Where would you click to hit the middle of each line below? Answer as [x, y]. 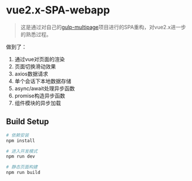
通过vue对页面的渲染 [40, 59]
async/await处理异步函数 [44, 88]
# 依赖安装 [18, 135]
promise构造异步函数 [40, 95]
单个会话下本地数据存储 [43, 81]
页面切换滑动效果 [35, 66]
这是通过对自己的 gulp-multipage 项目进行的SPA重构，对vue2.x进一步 [103, 27]
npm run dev [20, 156]
